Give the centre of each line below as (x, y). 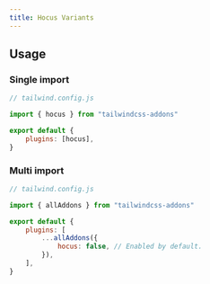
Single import (39, 79)
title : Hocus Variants (52, 18)
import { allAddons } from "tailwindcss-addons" (102, 205)
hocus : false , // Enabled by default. (130, 247)
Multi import (37, 170)
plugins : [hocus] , (60, 139)
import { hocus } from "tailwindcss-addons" (94, 115)
